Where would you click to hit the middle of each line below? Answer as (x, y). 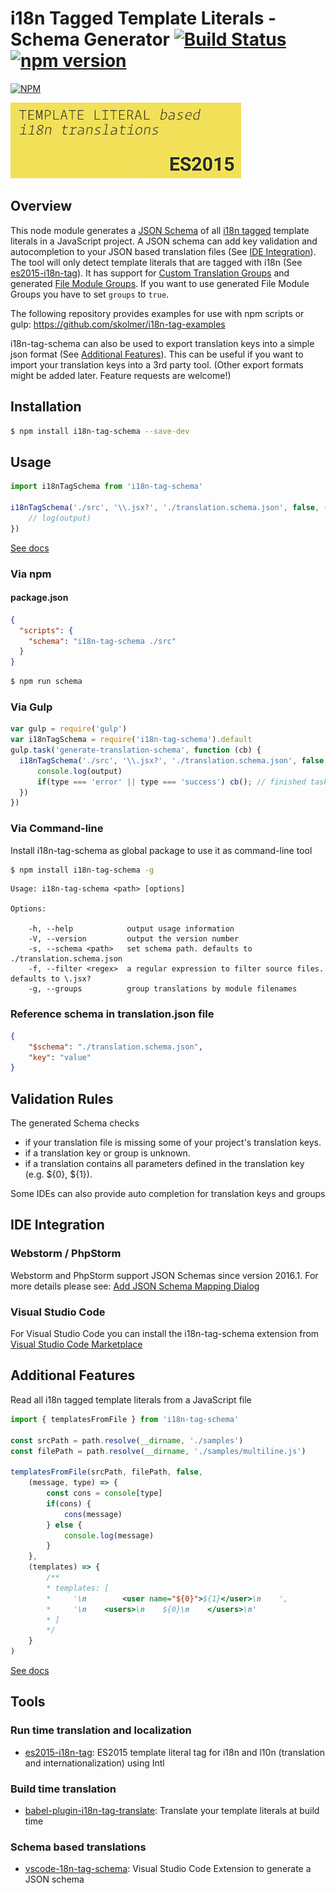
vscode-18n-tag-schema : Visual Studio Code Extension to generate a (168, 1869)
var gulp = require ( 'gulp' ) (69, 729)
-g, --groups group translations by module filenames (163, 989)
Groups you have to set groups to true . (90, 294)
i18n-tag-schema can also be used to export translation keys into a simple (162, 343)
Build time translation (63, 1789)
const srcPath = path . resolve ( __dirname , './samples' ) (127, 1440)
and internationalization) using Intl (94, 1763)
